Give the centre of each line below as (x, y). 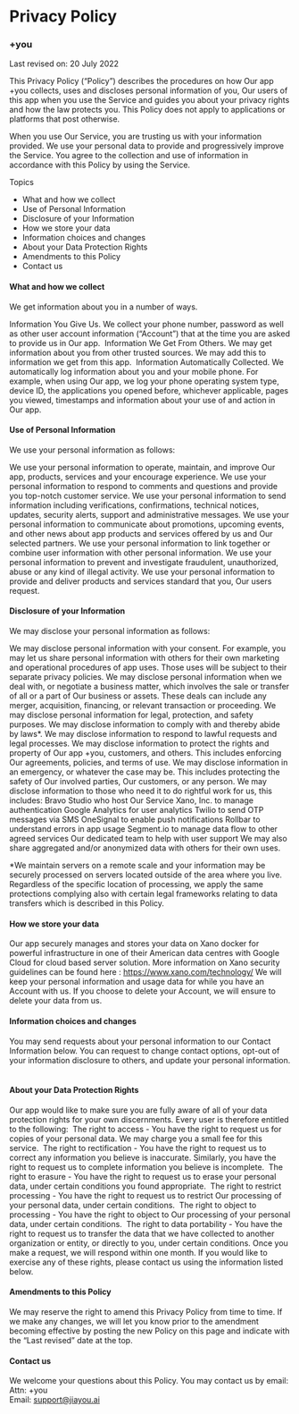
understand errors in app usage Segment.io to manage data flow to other (144, 829)
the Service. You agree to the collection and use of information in (129, 156)
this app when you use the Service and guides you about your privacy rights (149, 100)
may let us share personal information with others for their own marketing (144, 658)
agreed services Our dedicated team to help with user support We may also (148, 839)
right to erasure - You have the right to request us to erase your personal (143, 1176)
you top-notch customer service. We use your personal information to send (148, 495)
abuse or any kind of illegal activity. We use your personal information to (142, 572)
